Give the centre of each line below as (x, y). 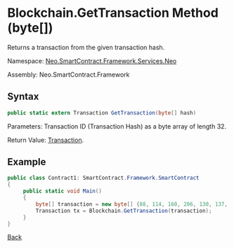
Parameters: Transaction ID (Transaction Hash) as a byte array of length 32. (117, 126)
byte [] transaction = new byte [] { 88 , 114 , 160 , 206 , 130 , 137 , (132, 204)
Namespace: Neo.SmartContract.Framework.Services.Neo (92, 60)
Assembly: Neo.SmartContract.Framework (69, 74)
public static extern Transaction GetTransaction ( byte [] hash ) (102, 113)
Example (27, 162)
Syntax (23, 97)
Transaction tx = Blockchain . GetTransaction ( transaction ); (124, 211)
